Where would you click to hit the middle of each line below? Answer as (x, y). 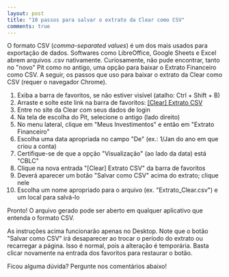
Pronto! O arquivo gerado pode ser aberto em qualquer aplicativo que (105, 210)
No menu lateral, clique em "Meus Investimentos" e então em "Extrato (116, 125)
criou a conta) (37, 146)
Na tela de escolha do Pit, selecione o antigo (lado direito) (98, 117)
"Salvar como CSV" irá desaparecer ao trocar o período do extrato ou (105, 239)
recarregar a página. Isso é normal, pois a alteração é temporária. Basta (108, 246)
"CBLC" (28, 161)
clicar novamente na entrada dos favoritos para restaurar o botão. (100, 253)
